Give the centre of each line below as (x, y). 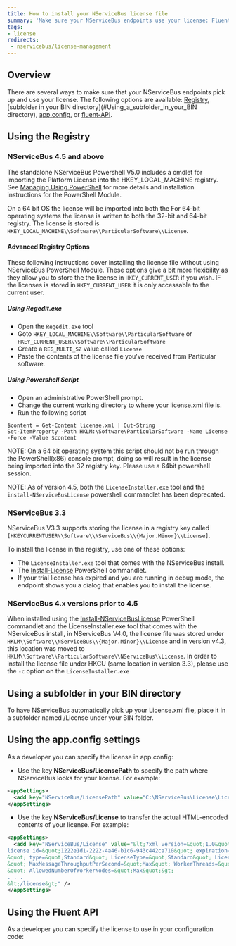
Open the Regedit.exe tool (55, 326)
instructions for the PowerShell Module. (64, 194)
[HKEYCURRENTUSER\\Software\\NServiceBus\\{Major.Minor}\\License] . (109, 535)
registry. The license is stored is (53, 223)
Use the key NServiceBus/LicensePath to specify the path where (113, 770)
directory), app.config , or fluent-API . (60, 114)
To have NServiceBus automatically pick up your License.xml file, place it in (117, 710)
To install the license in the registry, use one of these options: (96, 549)
